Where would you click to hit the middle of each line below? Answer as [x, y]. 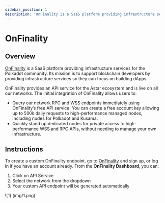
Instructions [24, 149]
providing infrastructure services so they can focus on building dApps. [77, 78]
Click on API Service [33, 176]
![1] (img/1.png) [20, 196]
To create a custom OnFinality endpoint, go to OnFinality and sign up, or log [82, 161]
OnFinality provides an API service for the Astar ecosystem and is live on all [82, 88]
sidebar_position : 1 [26, 10]
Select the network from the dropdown [51, 181]
